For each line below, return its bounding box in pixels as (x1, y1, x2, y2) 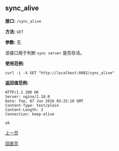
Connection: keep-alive (5, 111, 55, 116)
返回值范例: (5, 79, 29, 85)
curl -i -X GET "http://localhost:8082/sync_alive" (5, 70, 115, 75)
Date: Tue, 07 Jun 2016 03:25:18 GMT (5, 98, 84, 103)
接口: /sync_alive (5, 17, 41, 24)
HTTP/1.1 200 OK (5, 89, 39, 94)
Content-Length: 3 (5, 107, 43, 112)
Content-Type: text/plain (5, 102, 59, 108)
